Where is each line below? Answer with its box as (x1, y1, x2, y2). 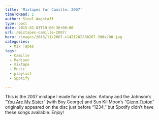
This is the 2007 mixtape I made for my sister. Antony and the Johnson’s (5, 93, 152, 99)
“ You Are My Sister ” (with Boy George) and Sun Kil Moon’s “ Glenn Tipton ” (5, 99, 155, 105)
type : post (5, 21, 28, 26)
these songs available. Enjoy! (5, 109, 64, 115)
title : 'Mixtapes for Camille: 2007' (5, 7, 83, 12)
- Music (9, 67, 26, 72)
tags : (5, 48, 16, 53)
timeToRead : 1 (5, 12, 34, 17)
